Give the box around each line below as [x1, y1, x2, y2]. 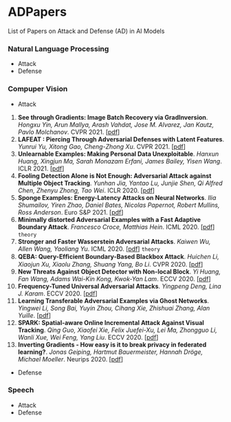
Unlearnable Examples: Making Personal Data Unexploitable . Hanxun [17, 149, 219, 158]
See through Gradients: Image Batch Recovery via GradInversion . [17, 113, 208, 121]
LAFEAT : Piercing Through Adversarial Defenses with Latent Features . [17, 135, 225, 143]
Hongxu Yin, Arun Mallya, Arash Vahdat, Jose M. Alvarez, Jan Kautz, [17, 120, 214, 129]
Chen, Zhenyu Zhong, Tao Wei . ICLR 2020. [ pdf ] [17, 186, 155, 195]
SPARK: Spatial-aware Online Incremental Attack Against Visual [17, 318, 205, 326]
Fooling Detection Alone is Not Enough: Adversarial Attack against [17, 171, 212, 179]
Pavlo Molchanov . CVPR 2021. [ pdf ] [17, 128, 120, 136]
